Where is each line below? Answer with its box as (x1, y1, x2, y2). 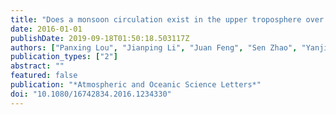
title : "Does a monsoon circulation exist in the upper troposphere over (10, 14, 325, 25)
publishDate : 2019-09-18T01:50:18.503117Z (10, 33, 190, 43)
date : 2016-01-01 (10, 24, 83, 34)
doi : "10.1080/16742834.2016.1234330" (10, 89, 172, 99)
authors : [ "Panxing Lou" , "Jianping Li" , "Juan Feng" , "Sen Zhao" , (10, 42, 298, 53)
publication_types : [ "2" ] (10, 52, 118, 62)
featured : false (10, 71, 78, 81)
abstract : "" (10, 61, 65, 71)
